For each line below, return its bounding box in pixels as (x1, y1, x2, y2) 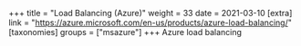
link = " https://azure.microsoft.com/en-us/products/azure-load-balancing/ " (8, 17, 293, 28)
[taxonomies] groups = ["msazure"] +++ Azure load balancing (8, 27, 243, 37)
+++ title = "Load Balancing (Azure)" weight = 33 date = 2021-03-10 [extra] (8, 8, 293, 18)
